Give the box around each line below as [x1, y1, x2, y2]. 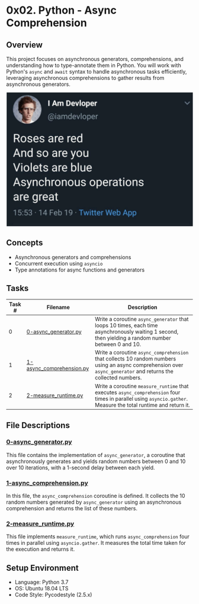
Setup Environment [6, 563, 79, 573]
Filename [46, 303, 70, 311]
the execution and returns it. [6, 546, 75, 553]
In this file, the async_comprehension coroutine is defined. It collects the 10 [6, 493, 185, 500]
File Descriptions [6, 420, 70, 430]
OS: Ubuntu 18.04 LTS [14, 585, 69, 592]
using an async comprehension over [94, 362, 184, 369]
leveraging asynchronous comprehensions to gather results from [6, 75, 165, 81]
